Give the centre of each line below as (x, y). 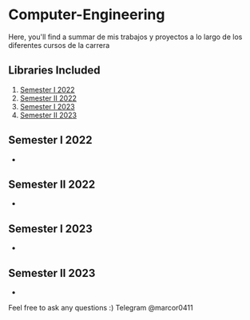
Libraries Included (54, 71)
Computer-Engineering (87, 15)
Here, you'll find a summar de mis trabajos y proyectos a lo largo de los (125, 37)
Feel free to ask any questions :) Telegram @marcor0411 (101, 308)
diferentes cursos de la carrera (59, 45)
